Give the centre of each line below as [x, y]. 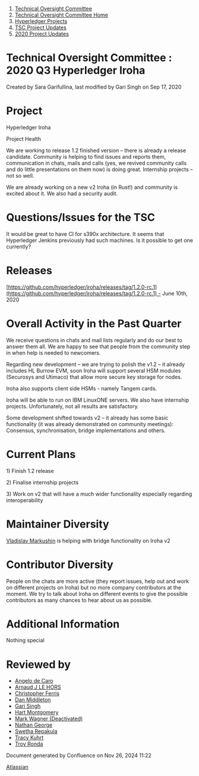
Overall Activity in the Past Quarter [94, 324]
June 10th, [175, 293]
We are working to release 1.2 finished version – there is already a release [96, 150]
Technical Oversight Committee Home [61, 15]
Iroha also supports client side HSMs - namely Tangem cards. [82, 388]
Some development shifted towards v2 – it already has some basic [87, 418]
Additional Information [63, 624]
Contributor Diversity [60, 564]
